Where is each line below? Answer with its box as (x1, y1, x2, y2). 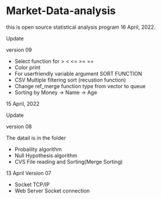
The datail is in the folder (6, 134, 66, 141)
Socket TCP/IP (14, 181, 50, 188)
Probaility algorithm (14, 146, 62, 153)
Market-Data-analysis (6, 4, 116, 18)
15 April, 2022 (6, 100, 40, 107)
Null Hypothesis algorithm (14, 151, 77, 159)
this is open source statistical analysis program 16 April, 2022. (6, 23, 156, 31)
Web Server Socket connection (14, 187, 90, 194)
